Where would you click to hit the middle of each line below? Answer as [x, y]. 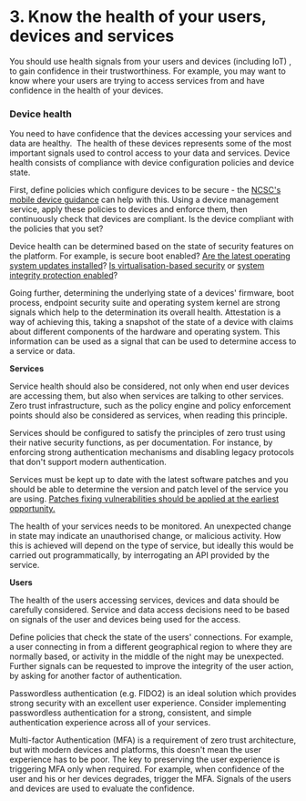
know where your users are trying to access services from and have [137, 80]
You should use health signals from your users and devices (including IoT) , [151, 61]
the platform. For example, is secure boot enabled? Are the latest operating [150, 256]
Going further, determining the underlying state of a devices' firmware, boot [152, 293]
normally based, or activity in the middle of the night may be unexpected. [147, 656]
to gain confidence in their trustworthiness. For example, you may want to [148, 71]
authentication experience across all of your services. [110, 723]
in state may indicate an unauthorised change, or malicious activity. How [145, 536]
